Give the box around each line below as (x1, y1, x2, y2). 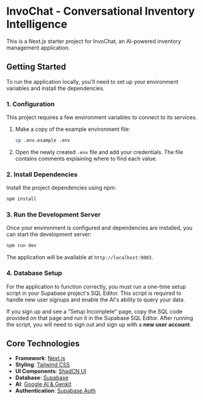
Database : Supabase (15, 374, 69, 382)
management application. (6, 44, 70, 51)
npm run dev (6, 243, 37, 249)
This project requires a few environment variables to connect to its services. (6, 114, 198, 121)
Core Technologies (6, 338, 80, 349)
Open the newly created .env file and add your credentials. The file (15, 148, 183, 155)
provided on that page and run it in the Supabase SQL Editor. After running (6, 314, 193, 322)
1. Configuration (6, 100, 55, 108)
